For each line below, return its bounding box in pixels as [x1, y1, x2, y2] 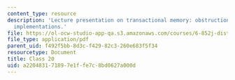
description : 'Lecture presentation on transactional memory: [7, 17, 192, 24]
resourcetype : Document [7, 49, 77, 56]
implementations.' [13, 23, 68, 30]
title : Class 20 [7, 56, 55, 63]
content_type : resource [7, 10, 77, 17]
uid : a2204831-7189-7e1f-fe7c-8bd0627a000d [7, 62, 136, 69]
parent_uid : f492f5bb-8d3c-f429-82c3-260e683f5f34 [7, 42, 158, 49]
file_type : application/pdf [7, 36, 90, 43]
